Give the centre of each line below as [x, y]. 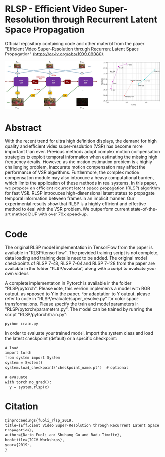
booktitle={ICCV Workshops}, [35, 440]
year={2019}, [18, 445]
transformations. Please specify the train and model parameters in [72, 304]
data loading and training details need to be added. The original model [76, 258]
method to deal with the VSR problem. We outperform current [67, 209]
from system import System [33, 358]
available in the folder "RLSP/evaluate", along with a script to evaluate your [81, 269]
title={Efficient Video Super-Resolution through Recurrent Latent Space [82, 426]
